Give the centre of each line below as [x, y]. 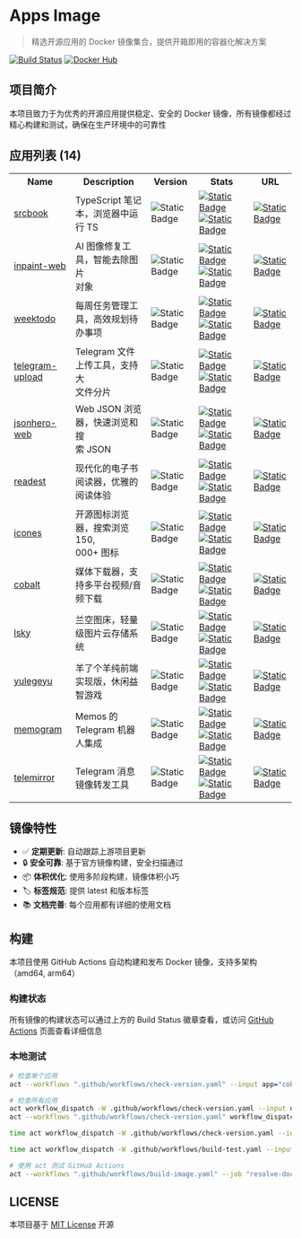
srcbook [31, 213]
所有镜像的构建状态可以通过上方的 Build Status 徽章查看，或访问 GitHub [142, 1020]
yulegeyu [33, 680]
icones [28, 532]
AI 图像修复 [99, 246]
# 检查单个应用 [34, 1076]
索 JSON [93, 449]
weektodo [35, 318]
